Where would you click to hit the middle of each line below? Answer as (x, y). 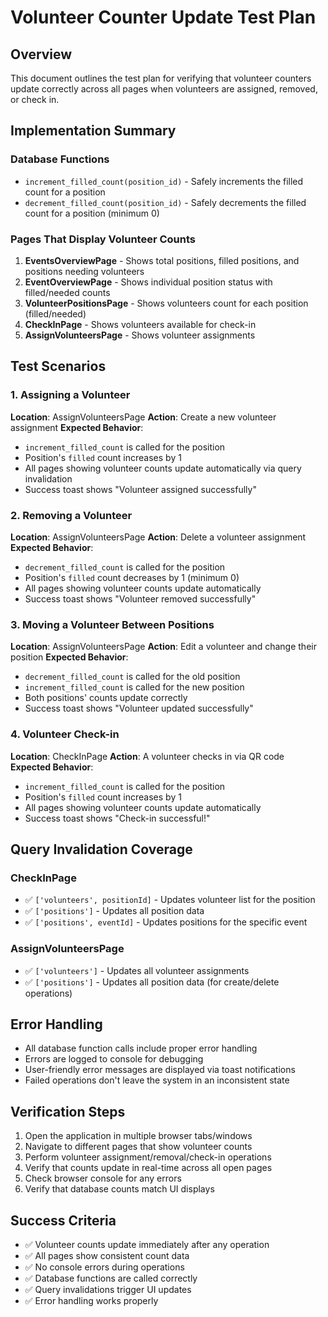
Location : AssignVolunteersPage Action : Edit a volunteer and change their (163, 647)
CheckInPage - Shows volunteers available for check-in (140, 324)
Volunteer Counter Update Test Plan (163, 17)
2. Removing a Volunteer (71, 515)
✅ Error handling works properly (91, 1300)
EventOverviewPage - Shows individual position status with (148, 282)
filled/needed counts (67, 292)
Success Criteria (63, 1220)
